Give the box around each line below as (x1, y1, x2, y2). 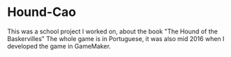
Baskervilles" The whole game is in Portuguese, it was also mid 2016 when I (7, 34, 225, 42)
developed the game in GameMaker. (7, 42, 111, 50)
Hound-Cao (7, 4, 77, 20)
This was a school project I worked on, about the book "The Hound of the (7, 27, 218, 35)
